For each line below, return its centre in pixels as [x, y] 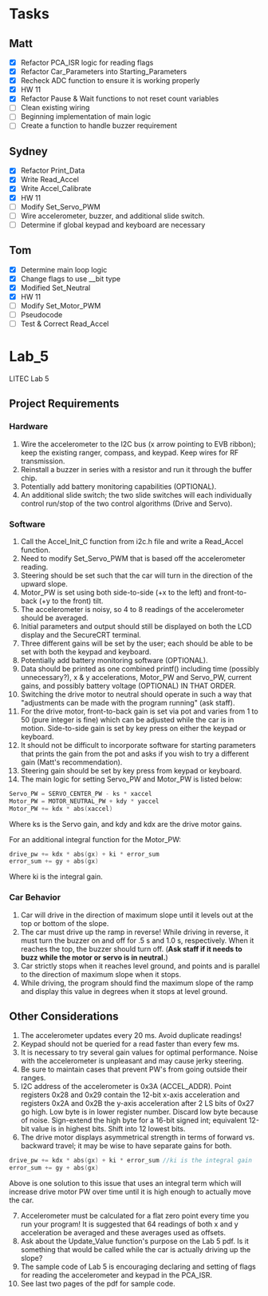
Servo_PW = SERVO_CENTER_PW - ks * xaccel [81, 793]
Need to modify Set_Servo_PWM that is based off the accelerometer [133, 558]
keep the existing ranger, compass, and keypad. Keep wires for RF [130, 452]
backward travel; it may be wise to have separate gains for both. [126, 1146]
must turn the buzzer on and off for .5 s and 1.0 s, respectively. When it [137, 940]
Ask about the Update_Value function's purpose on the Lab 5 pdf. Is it [135, 1241]
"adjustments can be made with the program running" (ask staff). [128, 702]
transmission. [43, 461]
